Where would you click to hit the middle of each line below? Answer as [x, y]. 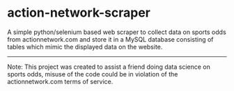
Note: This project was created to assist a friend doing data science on [109, 67]
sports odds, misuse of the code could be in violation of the [93, 74]
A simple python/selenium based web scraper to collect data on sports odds [117, 32]
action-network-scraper [79, 13]
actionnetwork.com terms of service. [60, 81]
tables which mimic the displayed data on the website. [85, 47]
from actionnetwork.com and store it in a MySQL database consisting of [110, 39]
